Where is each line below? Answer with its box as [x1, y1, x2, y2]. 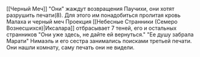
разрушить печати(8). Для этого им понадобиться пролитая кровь [6, 12, 181, 19]
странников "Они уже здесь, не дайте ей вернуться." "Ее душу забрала [6, 31, 194, 38]
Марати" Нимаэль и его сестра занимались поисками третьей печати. [6, 38, 192, 44]
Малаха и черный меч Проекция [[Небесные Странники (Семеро [6, 18, 178, 25]
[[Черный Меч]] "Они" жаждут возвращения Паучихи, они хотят [6, 5, 175, 12]
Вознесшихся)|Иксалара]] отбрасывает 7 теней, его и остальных [6, 24, 177, 32]
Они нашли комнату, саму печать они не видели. [6, 44, 135, 51]
